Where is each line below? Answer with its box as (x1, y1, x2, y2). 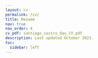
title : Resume (5, 17, 35, 22)
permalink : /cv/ (5, 12, 39, 17)
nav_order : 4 (5, 26, 33, 31)
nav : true (5, 21, 26, 27)
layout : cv (5, 7, 28, 13)
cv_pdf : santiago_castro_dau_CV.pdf (5, 31, 82, 36)
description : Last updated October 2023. (5, 36, 94, 41)
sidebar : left (10, 45, 39, 50)
